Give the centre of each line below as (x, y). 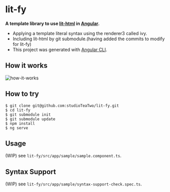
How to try (22, 94)
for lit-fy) (22, 44)
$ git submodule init (28, 115)
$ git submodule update (30, 119)
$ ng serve (17, 128)
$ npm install (20, 123)
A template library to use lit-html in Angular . (53, 23)
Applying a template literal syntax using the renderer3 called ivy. (80, 33)
